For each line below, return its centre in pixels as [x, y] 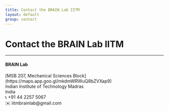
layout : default [22, 15]
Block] [79, 75]
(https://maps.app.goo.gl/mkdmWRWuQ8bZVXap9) [59, 81]
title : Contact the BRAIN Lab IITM [43, 10]
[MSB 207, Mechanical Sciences [38, 75]
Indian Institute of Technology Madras [45, 86]
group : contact [21, 19]
